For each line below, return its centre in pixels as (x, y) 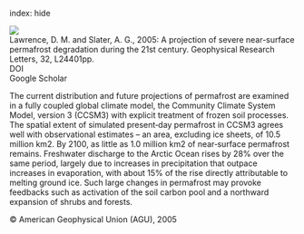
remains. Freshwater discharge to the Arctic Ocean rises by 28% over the (147, 154)
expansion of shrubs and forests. (71, 202)
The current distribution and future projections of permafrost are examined (149, 96)
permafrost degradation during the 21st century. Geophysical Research (142, 49)
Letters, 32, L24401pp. (52, 59)
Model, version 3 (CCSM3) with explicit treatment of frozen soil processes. (149, 115)
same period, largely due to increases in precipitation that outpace (133, 163)
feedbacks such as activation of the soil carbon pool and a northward (139, 192)
